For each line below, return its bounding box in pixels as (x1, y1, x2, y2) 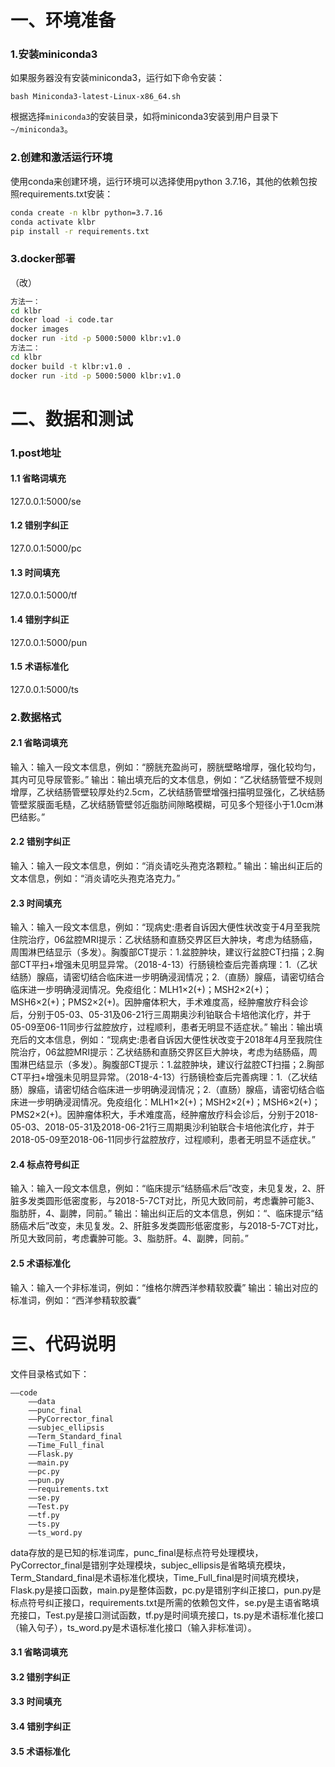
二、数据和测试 (10, 407, 134, 430)
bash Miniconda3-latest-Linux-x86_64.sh (10, 92, 182, 102)
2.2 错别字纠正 (10, 836, 71, 848)
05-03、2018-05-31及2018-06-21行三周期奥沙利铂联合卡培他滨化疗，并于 (10, 1121, 315, 1133)
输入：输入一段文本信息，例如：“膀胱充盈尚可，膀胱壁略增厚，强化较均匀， (10, 761, 322, 773)
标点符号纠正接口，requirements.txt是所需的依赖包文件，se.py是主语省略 (10, 1596, 312, 1608)
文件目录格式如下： (10, 1367, 90, 1380)
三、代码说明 (10, 1332, 117, 1355)
